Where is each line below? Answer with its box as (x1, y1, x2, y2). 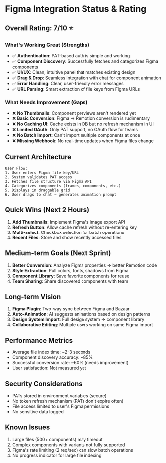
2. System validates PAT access (5, 174, 72, 180)
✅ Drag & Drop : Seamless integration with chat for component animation (12, 75, 162, 81)
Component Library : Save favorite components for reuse (12, 273, 130, 279)
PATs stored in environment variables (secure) (12, 393, 107, 399)
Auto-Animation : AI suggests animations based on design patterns (12, 311, 151, 317)
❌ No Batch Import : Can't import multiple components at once (12, 132, 140, 138)
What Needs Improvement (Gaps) (5, 99, 88, 106)
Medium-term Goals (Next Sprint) (5, 249, 111, 257)
